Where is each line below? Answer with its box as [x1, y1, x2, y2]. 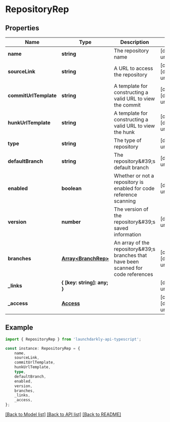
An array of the [113, 239, 150, 246]
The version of [113, 206, 149, 213]
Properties [5, 24, 39, 32]
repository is [113, 178, 144, 185]
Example [5, 323, 33, 332]
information [113, 231, 142, 238]
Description [120, 39, 149, 45]
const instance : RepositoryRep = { [5, 346, 80, 351]
